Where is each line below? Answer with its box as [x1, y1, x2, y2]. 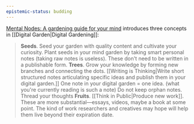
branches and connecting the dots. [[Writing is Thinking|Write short [20, 67, 184, 74]
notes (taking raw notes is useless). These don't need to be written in [20, 55, 189, 62]
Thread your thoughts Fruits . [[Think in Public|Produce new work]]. [20, 92, 184, 99]
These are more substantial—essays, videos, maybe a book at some [20, 98, 186, 106]
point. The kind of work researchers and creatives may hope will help [20, 105, 189, 112]
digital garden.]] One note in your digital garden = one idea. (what [20, 80, 180, 87]
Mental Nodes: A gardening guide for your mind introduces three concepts [6, 25, 187, 32]
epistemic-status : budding [6, 8, 72, 15]
